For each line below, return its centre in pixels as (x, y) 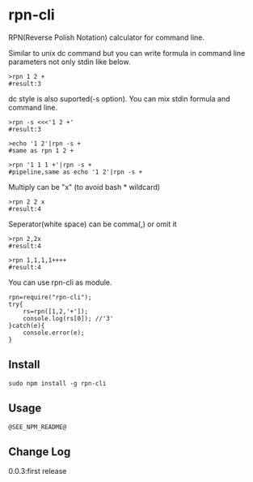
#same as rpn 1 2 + (41, 151)
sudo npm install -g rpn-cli (57, 383)
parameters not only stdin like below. (70, 62)
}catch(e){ (27, 325)
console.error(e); (54, 333)
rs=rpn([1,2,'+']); (56, 311)
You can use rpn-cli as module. (60, 282)
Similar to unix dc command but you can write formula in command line (127, 53)
